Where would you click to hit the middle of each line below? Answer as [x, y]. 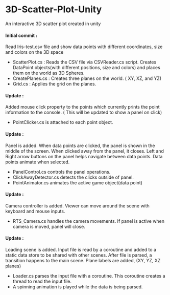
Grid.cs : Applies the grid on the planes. [54, 84]
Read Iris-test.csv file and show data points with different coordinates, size [84, 47]
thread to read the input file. [42, 281]
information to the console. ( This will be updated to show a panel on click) [84, 112]
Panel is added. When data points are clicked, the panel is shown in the [80, 145]
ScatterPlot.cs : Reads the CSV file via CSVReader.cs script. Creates [84, 62]
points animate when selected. [38, 162]
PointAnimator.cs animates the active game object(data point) [78, 182]
